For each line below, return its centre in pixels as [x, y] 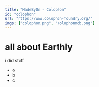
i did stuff [15, 61]
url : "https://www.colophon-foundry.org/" [49, 18]
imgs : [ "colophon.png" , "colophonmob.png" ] [50, 23]
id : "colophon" [20, 14]
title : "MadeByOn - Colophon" [36, 9]
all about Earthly [39, 47]
